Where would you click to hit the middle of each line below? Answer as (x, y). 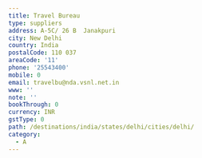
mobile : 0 (25, 75)
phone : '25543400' (39, 68)
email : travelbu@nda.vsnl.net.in (64, 82)
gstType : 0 (26, 120)
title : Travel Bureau (44, 16)
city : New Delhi (35, 38)
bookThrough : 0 (34, 105)
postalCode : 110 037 (43, 53)
